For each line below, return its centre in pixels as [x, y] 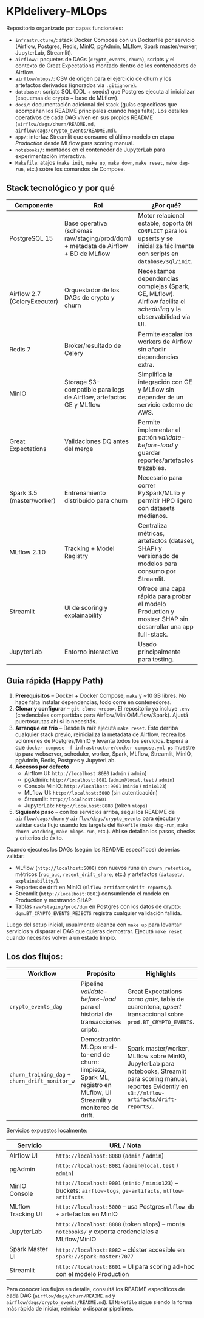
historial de [97, 1015]
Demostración [101, 1040]
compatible [80, 389]
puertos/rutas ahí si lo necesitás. [56, 721]
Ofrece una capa [162, 588]
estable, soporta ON [165, 223]
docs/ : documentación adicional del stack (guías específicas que [96, 104]
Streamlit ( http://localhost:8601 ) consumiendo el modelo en [92, 893]
